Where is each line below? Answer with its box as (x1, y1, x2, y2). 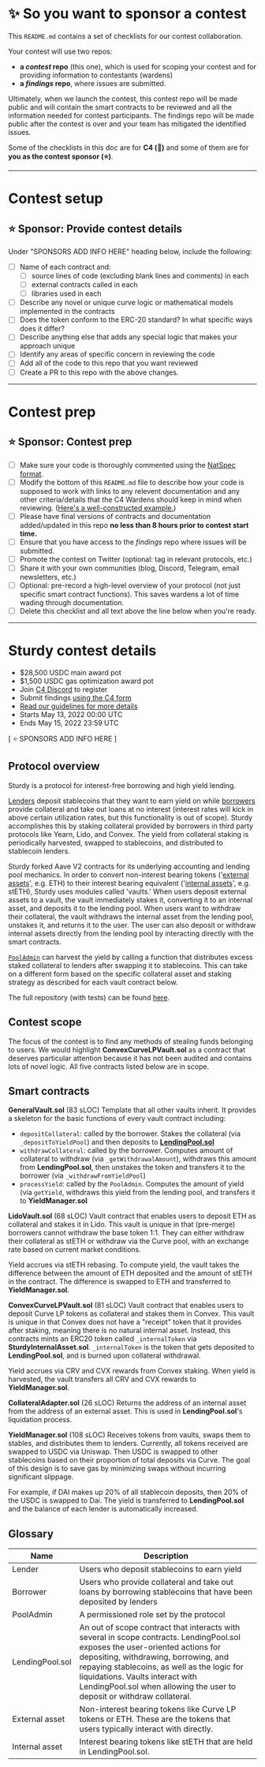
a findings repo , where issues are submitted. (19, 78, 166, 88)
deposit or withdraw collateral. (79, 1691, 192, 1702)
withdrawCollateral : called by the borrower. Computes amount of (19, 1145, 233, 1156)
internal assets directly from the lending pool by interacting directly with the (8, 928, 254, 938)
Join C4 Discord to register (19, 685, 108, 694)
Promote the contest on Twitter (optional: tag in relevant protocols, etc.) (19, 554, 252, 564)
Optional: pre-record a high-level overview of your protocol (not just (19, 581, 241, 590)
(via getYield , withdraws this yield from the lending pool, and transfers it (19, 1188, 256, 1197)
